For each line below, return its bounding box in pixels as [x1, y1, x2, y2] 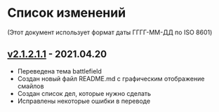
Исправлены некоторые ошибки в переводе [17, 97, 151, 105]
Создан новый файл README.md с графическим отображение [17, 74, 205, 83]
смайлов [17, 82, 44, 90]
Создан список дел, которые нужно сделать [17, 89, 152, 97]
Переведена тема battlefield [17, 66, 102, 75]
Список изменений [7, 5, 126, 21]
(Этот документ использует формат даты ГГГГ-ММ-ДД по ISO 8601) [7, 28, 213, 36]
